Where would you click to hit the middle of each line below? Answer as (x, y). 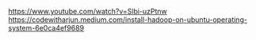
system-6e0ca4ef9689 (46, 28)
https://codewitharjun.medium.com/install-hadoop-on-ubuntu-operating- (128, 20)
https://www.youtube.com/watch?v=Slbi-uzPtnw (88, 11)
